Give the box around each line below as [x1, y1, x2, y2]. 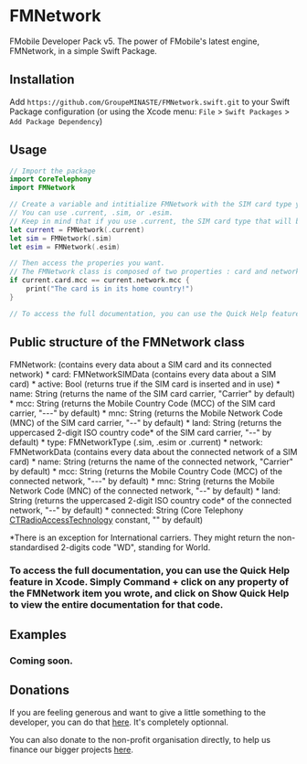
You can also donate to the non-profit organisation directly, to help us [9, 734, 271, 745]
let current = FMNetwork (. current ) [9, 225, 145, 234]
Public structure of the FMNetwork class [9, 334, 245, 350]
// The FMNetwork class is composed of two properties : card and [9, 267, 268, 277]
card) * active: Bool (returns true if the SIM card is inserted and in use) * [9, 378, 281, 389]
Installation [9, 72, 75, 88]
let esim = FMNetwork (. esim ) [9, 242, 121, 251]
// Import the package [9, 166, 96, 175]
